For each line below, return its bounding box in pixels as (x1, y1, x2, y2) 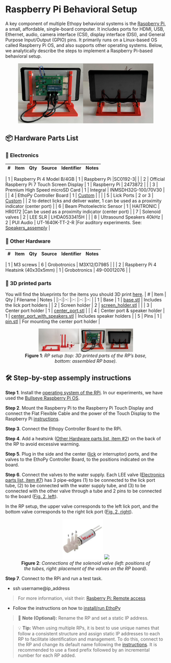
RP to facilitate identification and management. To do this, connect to (17, 636, 163, 642)
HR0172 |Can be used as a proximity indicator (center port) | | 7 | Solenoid (5, 208, 161, 215)
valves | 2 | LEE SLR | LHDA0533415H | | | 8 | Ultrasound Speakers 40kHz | (5, 214, 163, 220)
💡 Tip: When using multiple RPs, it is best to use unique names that (17, 625, 159, 631)
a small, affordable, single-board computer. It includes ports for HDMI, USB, (5, 26, 164, 32)
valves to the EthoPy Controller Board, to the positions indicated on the (5, 456, 155, 463)
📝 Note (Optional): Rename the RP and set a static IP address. (17, 615, 149, 621)
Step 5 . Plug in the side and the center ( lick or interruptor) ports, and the (5, 451, 158, 457)
